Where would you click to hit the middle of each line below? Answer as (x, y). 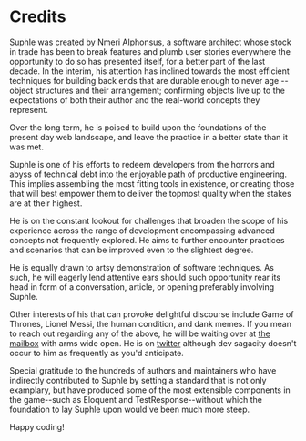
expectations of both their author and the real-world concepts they (135, 100)
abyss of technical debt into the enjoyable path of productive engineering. (148, 174)
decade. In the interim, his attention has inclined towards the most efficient (149, 71)
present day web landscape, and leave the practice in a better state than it (149, 137)
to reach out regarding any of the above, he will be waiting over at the (140, 333)
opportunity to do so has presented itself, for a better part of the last (138, 61)
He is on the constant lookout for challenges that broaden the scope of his (149, 220)
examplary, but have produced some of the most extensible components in (150, 390)
